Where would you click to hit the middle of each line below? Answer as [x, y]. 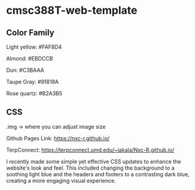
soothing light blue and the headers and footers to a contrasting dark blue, [98, 174]
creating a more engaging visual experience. [61, 180]
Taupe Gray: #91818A [32, 82]
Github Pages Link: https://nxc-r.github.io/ [58, 138]
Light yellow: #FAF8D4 [34, 47]
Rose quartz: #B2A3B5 [34, 93]
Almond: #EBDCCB [30, 58]
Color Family [31, 33]
